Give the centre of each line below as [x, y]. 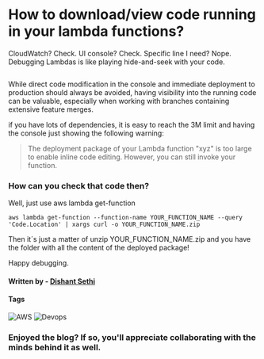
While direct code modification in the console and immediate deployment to [132, 84]
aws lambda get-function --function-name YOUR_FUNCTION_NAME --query [126, 218]
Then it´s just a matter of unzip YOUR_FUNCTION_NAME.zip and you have [130, 239]
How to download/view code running [132, 15]
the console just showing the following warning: [86, 133]
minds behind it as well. [55, 347]
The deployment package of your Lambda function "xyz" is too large [140, 148]
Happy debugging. [38, 263]
